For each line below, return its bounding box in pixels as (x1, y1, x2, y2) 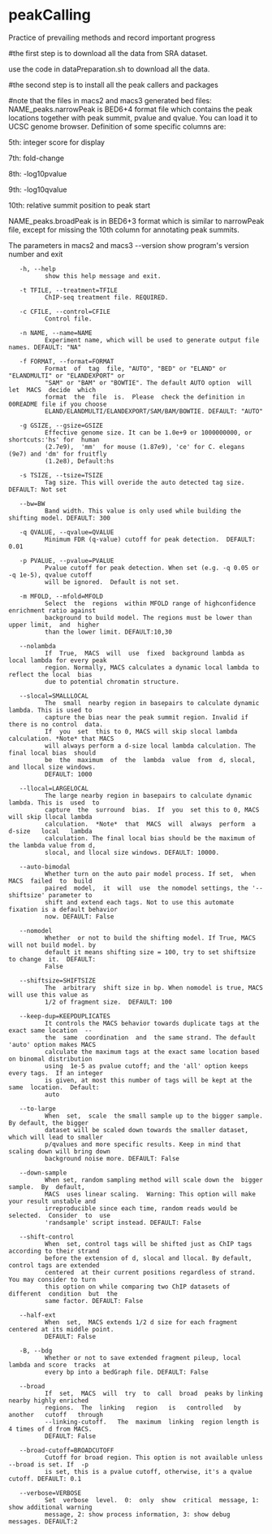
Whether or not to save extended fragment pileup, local (44, 1353, 242, 1362)
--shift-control (19, 1232, 75, 1241)
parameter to (48, 891, 93, 900)
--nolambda (19, 642, 57, 650)
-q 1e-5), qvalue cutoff (8, 571, 93, 579)
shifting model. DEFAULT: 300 (8, 514, 111, 522)
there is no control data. (8, 720, 104, 729)
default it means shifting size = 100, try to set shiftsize (44, 948, 256, 957)
